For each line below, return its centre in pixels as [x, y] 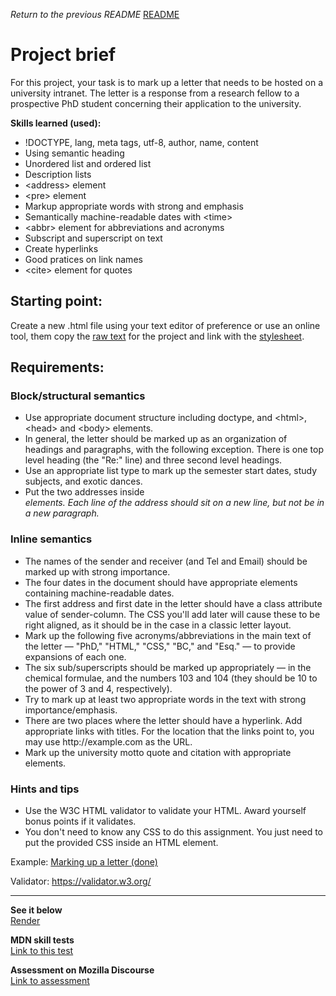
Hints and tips [45, 789]
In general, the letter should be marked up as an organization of [156, 439]
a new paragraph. [62, 513]
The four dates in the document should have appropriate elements [161, 582]
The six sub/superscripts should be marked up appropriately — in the [168, 667]
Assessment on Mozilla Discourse [82, 970]
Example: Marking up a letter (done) [84, 862]
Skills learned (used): [56, 123]
